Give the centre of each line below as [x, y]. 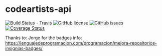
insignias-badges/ [24, 48]
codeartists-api [38, 9]
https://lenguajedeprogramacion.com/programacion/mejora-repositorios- [81, 43]
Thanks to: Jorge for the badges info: [44, 38]
